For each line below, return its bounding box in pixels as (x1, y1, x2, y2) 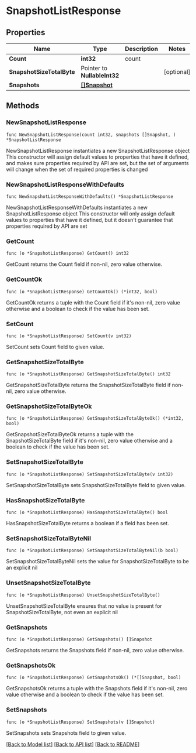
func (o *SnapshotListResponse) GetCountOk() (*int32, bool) (6, 289, 158, 295)
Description (124, 45, 159, 53)
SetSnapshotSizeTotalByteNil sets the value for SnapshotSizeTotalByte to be (6, 558, 190, 565)
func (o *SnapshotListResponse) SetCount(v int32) (6, 333, 132, 339)
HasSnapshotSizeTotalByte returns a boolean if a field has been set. (6, 520, 169, 527)
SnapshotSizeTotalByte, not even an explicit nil (6, 608, 118, 615)
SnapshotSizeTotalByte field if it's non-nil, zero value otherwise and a (6, 437, 173, 444)
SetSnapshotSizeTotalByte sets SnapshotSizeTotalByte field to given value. (6, 481, 186, 488)
